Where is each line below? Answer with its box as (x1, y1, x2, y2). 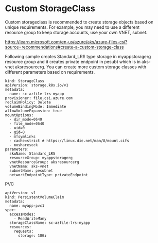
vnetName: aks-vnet (9, 164, 49, 169)
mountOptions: (5, 113, 34, 118)
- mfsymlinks (9, 134, 36, 139)
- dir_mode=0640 (9, 117, 42, 122)
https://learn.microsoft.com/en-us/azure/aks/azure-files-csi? (5, 39, 127, 44)
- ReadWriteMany (14, 216, 47, 221)
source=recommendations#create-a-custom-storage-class (5, 44, 124, 50)
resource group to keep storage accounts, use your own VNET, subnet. (5, 29, 148, 35)
